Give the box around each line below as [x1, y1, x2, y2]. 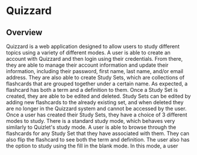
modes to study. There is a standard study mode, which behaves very [6, 118, 175, 124]
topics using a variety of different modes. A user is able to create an [6, 49, 171, 56]
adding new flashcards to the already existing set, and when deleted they [6, 99, 184, 106]
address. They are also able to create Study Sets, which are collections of [6, 74, 185, 81]
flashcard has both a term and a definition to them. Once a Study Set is [6, 87, 178, 93]
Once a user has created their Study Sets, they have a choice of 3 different [6, 111, 188, 118]
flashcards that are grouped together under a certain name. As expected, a [6, 80, 188, 87]
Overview [6, 27, 43, 37]
